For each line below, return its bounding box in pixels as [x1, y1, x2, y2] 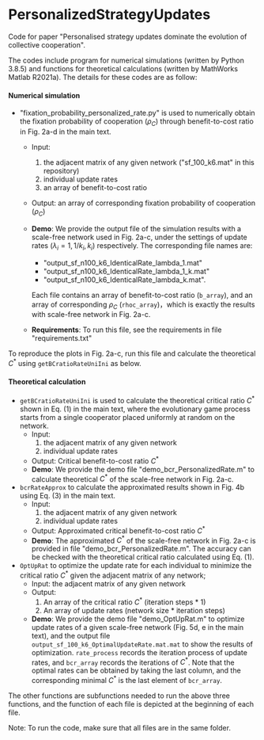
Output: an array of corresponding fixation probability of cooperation [31, 198, 256, 208]
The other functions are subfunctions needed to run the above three [8, 691, 231, 700]
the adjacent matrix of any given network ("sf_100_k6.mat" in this [43, 157, 255, 167]
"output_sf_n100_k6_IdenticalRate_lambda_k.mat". [43, 275, 206, 284]
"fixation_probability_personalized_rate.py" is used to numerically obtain [19, 109, 255, 118]
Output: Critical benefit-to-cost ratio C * [31, 454, 160, 465]
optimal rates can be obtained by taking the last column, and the [31, 666, 241, 675]
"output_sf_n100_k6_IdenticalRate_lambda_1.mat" [43, 257, 203, 267]
